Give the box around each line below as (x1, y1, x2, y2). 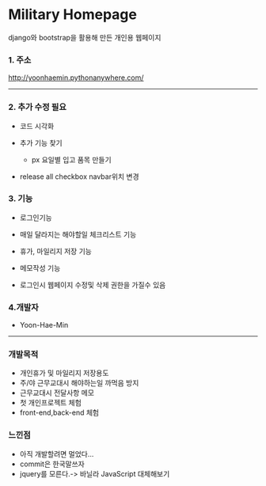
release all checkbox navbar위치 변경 (19, 172, 140, 181)
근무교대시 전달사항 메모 (19, 388, 95, 397)
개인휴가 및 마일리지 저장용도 (19, 368, 109, 378)
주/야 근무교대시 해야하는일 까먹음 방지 (19, 378, 139, 388)
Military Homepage (8, 6, 137, 24)
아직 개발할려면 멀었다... (19, 449, 94, 458)
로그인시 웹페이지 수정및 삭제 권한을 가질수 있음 (19, 279, 166, 290)
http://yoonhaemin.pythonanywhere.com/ (8, 73, 144, 82)
